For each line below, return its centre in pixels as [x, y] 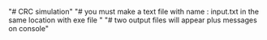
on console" [28, 28]
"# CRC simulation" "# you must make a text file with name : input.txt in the [134, 12]
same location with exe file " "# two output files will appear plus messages [133, 20]
